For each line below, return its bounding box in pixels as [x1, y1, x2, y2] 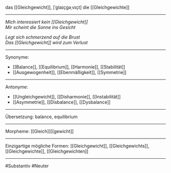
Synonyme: [5, 54, 29, 60]
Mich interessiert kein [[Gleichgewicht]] [5, 19, 88, 25]
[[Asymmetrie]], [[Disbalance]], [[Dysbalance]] [12, 99, 111, 105]
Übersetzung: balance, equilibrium [5, 114, 78, 120]
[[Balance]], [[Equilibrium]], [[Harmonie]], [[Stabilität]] [12, 64, 126, 70]
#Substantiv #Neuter [5, 163, 49, 169]
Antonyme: [5, 84, 28, 90]
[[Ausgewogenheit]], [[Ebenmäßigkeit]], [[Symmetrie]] [12, 70, 127, 75]
